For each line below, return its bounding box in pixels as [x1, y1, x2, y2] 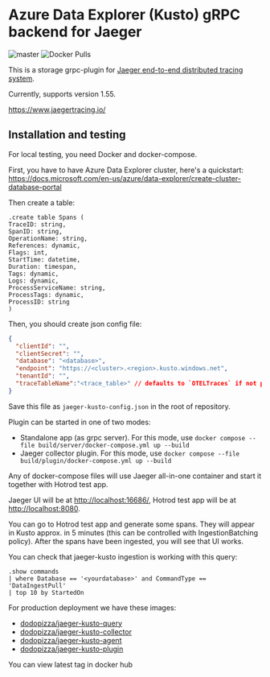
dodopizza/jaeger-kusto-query [19, 618, 123, 628]
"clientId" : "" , [15, 342, 70, 350]
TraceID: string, [8, 220, 67, 229]
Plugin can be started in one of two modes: [8, 417, 151, 427]
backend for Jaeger [8, 23, 142, 41]
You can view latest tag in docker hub [8, 659, 133, 669]
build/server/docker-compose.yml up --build [38, 441, 190, 449]
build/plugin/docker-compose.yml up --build [19, 456, 172, 464]
